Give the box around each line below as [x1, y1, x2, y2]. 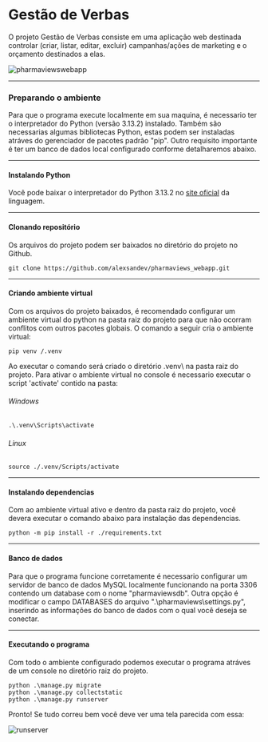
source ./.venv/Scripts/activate [8, 463, 120, 471]
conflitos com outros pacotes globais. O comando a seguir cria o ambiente [8, 323, 254, 333]
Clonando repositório [8, 223, 81, 232]
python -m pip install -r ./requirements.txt [8, 529, 162, 537]
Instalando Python [8, 170, 71, 179]
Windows [8, 396, 40, 406]
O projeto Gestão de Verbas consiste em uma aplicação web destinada [8, 32, 242, 42]
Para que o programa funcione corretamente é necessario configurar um [8, 571, 248, 581]
